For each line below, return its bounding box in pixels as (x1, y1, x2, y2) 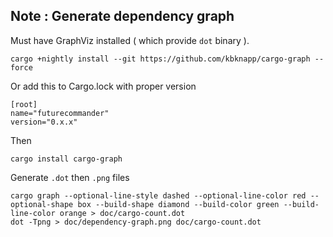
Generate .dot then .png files (10, 171, 130, 183)
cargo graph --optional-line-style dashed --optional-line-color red (10, 190, 307, 201)
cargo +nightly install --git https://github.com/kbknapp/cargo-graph (10, 54, 311, 64)
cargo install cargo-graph (10, 154, 123, 164)
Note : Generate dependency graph (10, 8, 235, 25)
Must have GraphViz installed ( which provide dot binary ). (10, 34, 250, 46)
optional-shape (10, 199, 74, 209)
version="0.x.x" (10, 117, 78, 127)
